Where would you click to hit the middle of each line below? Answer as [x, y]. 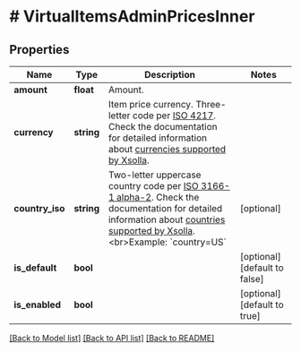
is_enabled [37, 305]
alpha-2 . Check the [158, 197]
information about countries [167, 219]
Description [170, 75]
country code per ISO [153, 186]
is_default [35, 268]
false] [252, 279]
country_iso [39, 208]
